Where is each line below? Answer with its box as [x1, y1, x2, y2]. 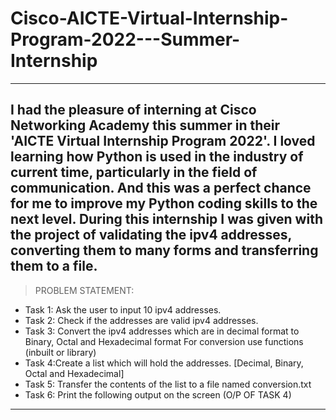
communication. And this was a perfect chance [10, 180, 312, 197]
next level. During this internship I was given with [10, 211, 323, 228]
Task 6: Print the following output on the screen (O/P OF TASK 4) [24, 388, 292, 401]
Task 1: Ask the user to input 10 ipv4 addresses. [24, 303, 222, 316]
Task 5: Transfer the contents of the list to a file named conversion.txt [24, 378, 312, 390]
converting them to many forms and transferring [10, 242, 319, 259]
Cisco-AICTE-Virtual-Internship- [10, 7, 289, 30]
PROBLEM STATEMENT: [34, 284, 135, 296]
